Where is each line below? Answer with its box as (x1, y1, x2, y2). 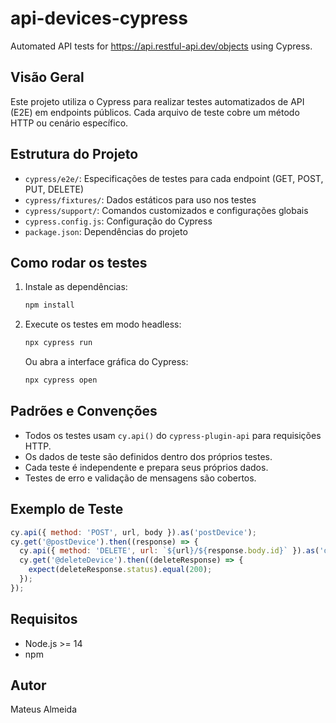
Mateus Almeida (10, 703, 78, 716)
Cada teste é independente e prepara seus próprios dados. (24, 461, 269, 473)
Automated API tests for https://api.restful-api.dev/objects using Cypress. (10, 40, 313, 52)
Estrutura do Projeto (10, 146, 139, 163)
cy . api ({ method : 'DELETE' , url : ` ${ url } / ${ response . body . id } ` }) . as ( (19, 546, 320, 556)
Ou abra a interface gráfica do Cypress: (24, 356, 189, 368)
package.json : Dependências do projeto (24, 225, 188, 237)
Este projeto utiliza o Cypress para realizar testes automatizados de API (10, 95, 305, 107)
